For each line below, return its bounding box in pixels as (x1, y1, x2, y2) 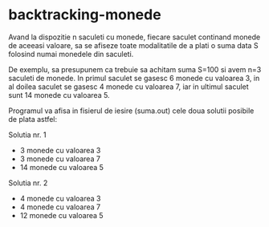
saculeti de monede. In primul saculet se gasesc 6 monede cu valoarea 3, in (8, 73, 260, 83)
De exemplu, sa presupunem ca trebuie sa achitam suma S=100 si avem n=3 (8, 64, 262, 74)
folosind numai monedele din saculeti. (8, 49, 134, 59)
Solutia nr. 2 (8, 178, 48, 188)
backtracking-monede (8, 6, 162, 24)
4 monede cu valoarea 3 (19, 193, 101, 203)
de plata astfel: (8, 114, 58, 124)
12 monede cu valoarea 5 (19, 210, 104, 220)
